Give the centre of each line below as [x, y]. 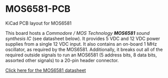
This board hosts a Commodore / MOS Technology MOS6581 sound [78, 33]
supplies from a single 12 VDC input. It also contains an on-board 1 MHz [81, 44]
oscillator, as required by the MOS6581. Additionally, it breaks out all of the [84, 49]
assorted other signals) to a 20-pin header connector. [62, 60]
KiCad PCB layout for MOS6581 [39, 23]
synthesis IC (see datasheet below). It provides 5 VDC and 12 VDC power [83, 38]
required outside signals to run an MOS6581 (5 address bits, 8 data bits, [81, 55]
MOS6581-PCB [38, 9]
